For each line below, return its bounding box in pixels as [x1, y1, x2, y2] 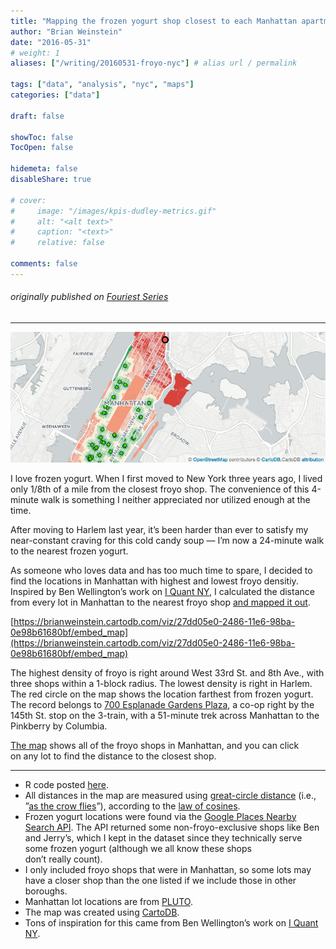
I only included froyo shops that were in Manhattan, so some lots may [24, 863, 312, 875]
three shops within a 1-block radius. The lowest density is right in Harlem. [10, 677, 313, 689]
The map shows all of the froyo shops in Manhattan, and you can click [10, 739, 300, 751]
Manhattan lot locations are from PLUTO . [24, 895, 193, 907]
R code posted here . [24, 778, 109, 790]
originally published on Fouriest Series [10, 291, 169, 303]
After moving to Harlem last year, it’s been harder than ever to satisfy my [10, 523, 309, 535]
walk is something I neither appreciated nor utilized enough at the [40, 493, 311, 505]
